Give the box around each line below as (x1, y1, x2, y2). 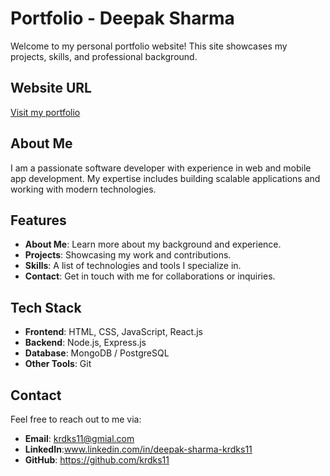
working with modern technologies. (10, 183, 157, 195)
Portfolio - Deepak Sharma (10, 7, 235, 30)
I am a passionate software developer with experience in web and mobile (10, 162, 312, 174)
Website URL (10, 80, 92, 97)
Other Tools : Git (24, 358, 92, 370)
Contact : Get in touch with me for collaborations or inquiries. (24, 270, 276, 282)
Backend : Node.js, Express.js (24, 337, 147, 349)
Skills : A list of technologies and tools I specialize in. (24, 260, 242, 272)
